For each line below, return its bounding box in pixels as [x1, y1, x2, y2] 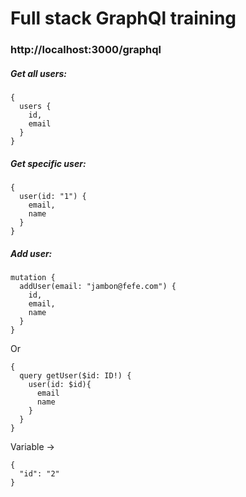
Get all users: [10, 67, 67, 79]
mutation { [10, 273, 56, 283]
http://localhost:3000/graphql [10, 43, 162, 57]
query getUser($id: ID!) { [19, 371, 132, 381]
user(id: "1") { [19, 192, 87, 202]
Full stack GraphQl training [10, 7, 237, 30]
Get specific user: [10, 157, 87, 169]
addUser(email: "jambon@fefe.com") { [19, 282, 177, 292]
